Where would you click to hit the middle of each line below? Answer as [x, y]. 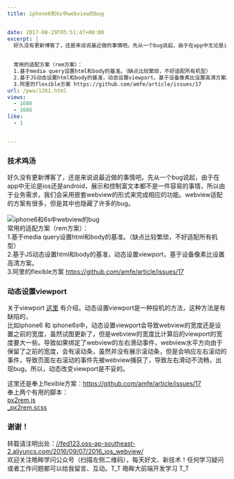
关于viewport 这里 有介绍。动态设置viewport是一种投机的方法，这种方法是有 [117, 308]
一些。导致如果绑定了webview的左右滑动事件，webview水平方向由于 [124, 343]
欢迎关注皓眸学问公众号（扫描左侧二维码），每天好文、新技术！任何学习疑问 [116, 460]
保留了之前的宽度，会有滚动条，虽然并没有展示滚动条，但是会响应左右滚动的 [117, 352]
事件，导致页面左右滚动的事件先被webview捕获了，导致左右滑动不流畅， [111, 360]
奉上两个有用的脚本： [38, 392]
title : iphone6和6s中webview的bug [56, 14]
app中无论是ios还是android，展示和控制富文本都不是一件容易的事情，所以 [113, 186]
